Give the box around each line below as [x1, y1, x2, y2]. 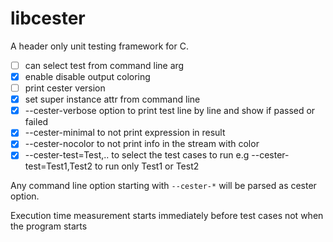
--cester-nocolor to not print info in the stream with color [24, 138, 260, 150]
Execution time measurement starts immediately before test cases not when [10, 210, 324, 222]
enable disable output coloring [24, 71, 151, 82]
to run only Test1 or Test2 [94, 160, 200, 172]
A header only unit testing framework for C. [10, 40, 189, 52]
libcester [10, 7, 86, 30]
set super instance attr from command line [24, 93, 201, 106]
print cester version [24, 82, 106, 94]
